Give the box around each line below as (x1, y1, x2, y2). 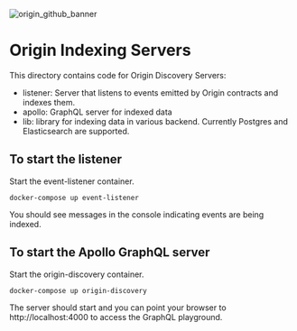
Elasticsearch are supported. (22, 125, 130, 136)
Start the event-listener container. (9, 176, 135, 187)
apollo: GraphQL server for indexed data (22, 106, 173, 117)
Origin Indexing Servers (9, 41, 191, 60)
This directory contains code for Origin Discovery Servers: (9, 69, 227, 80)
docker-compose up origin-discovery (9, 286, 147, 295)
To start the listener (9, 152, 123, 167)
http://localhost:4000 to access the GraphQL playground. (9, 311, 223, 322)
